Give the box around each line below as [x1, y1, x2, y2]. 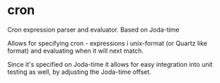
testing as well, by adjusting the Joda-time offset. [7, 68, 152, 76]
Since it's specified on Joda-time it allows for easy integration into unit [7, 60, 213, 68]
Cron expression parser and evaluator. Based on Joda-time [7, 25, 180, 34]
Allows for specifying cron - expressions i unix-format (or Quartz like [7, 39, 207, 47]
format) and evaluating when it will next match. [7, 46, 144, 55]
